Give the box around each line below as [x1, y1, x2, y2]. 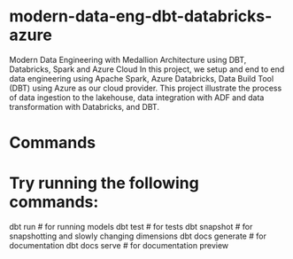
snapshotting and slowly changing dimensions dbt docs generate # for [9, 231, 267, 241]
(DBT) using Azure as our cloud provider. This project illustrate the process [9, 82, 282, 93]
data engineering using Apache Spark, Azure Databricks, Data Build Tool [9, 73, 274, 83]
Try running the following [9, 173, 199, 193]
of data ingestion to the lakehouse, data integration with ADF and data [9, 91, 265, 103]
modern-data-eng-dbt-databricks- [9, 6, 273, 27]
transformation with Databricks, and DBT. [9, 101, 159, 112]
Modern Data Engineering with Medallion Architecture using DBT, [9, 54, 247, 65]
